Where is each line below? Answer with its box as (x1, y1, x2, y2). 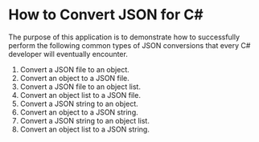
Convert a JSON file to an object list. (19, 82, 141, 91)
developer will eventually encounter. (8, 49, 129, 59)
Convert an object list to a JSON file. (19, 90, 141, 99)
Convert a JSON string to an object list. (19, 116, 150, 125)
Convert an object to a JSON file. (19, 73, 130, 83)
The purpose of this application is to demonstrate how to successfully (8, 32, 240, 42)
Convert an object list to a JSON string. (19, 124, 150, 134)
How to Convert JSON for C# (8, 6, 203, 24)
